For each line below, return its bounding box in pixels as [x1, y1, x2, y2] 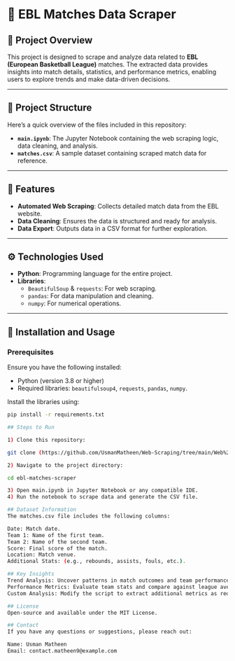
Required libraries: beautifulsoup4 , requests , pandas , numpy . [17, 384, 187, 393]
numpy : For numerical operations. [27, 299, 122, 307]
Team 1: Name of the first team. [7, 531, 105, 538]
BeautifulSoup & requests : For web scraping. [27, 284, 157, 293]
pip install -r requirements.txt [7, 411, 105, 419]
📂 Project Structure [7, 102, 92, 114]
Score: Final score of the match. [7, 545, 108, 552]
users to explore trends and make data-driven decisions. [7, 75, 171, 83]
